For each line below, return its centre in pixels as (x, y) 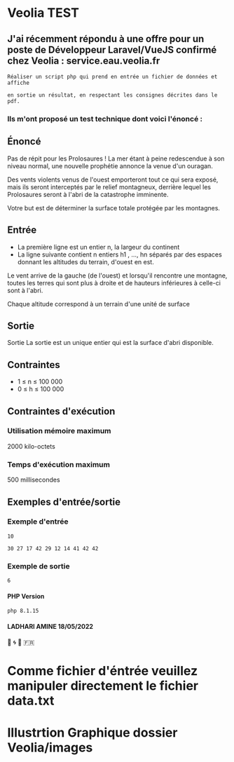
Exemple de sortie (39, 566)
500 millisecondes (34, 480)
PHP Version (26, 596)
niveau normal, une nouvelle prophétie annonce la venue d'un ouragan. (110, 165)
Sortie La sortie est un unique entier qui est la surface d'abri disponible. (110, 343)
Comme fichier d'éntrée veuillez (103, 671)
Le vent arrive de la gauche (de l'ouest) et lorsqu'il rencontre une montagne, (117, 275)
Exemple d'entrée (38, 522)
